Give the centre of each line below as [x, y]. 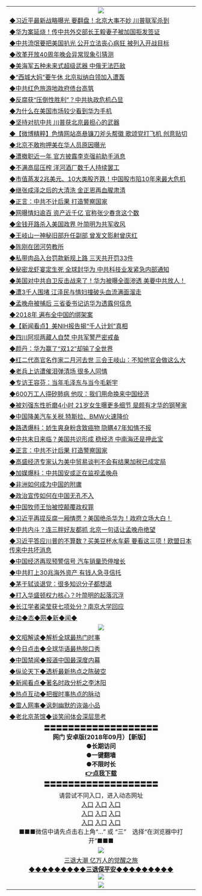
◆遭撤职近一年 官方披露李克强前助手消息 [68, 156]
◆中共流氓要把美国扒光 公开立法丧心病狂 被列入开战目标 [89, 43]
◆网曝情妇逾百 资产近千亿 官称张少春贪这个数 [74, 213]
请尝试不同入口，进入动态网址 [101, 796]
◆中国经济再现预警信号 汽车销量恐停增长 [68, 561]
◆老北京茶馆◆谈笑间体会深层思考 [58, 716]
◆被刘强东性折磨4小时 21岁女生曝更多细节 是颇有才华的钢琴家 [98, 405]
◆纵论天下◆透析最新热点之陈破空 [58, 671]
